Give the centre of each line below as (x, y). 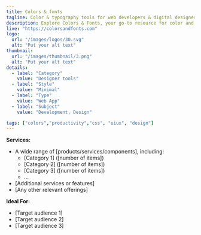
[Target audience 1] (39, 213)
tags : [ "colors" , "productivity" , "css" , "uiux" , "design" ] (80, 123)
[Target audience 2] (39, 219)
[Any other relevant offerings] (51, 190)
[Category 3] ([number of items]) (64, 171)
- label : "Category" (37, 73)
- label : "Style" (33, 85)
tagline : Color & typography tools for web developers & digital (89, 17)
